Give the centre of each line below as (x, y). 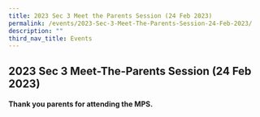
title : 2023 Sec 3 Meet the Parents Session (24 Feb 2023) (110, 16)
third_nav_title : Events (50, 38)
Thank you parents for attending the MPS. (80, 104)
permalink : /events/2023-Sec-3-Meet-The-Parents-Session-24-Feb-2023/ (130, 23)
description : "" (36, 31)
